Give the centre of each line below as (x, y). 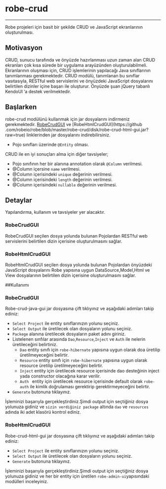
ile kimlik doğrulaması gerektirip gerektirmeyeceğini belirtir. (90, 387)
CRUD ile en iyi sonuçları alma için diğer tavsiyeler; (57, 154)
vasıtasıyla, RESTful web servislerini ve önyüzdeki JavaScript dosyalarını (79, 81)
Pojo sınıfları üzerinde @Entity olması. (50, 144)
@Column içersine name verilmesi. (46, 169)
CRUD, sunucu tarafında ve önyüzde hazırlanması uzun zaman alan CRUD (80, 60)
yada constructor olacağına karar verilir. (60, 376)
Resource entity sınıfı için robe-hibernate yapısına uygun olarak (83, 361)
